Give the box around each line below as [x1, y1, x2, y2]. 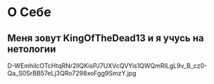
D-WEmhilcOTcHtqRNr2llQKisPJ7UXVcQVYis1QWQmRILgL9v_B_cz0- [7, 62, 208, 70]
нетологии [7, 43, 56, 55]
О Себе [7, 4, 51, 20]
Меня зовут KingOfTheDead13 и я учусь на [7, 32, 204, 44]
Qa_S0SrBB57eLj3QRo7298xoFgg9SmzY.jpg [7, 69, 137, 77]
